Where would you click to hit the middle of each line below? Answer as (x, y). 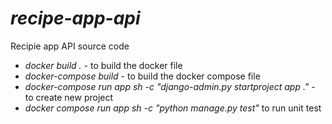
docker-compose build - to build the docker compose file (142, 76)
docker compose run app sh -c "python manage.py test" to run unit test (173, 108)
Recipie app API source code (70, 46)
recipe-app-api (75, 18)
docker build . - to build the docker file (103, 65)
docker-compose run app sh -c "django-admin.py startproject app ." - (170, 86)
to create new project (69, 97)
